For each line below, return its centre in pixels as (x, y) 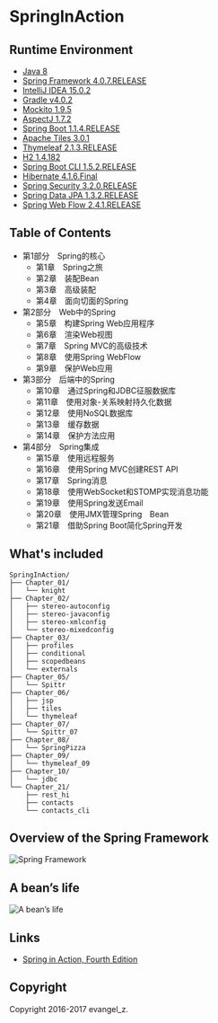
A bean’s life (44, 888)
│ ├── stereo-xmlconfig (57, 622)
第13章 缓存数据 (67, 424)
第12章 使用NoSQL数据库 (84, 413)
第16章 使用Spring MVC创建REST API (107, 469)
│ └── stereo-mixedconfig (62, 630)
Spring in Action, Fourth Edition (80, 959)
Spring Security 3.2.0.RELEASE (79, 185)
